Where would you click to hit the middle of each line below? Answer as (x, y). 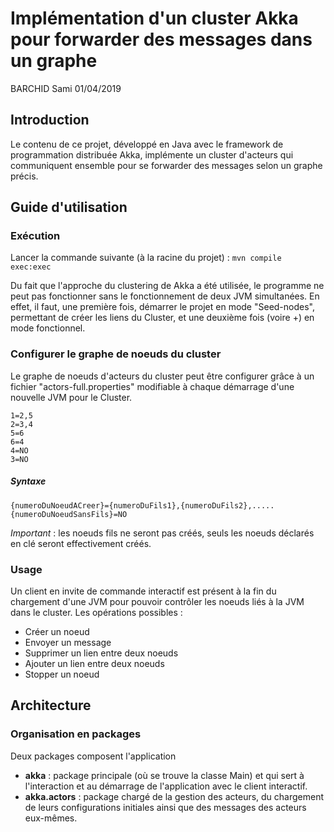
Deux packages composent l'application (93, 756)
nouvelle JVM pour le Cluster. (71, 397)
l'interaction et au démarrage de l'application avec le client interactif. (166, 786)
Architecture (51, 705)
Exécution (35, 236)
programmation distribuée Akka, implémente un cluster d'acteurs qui (152, 154)
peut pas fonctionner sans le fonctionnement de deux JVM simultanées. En (165, 296)
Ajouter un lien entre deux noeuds (94, 663)
